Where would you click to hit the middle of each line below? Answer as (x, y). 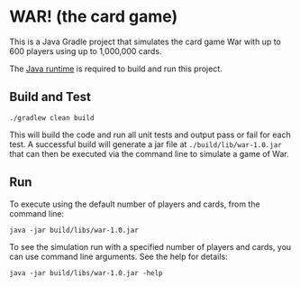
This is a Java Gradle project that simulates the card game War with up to (145, 42)
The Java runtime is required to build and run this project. (116, 69)
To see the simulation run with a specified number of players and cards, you (150, 246)
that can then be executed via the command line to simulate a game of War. (150, 153)
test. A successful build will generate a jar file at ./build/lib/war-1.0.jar (145, 144)
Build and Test (50, 97)
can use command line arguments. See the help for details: (118, 256)
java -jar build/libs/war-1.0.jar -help (86, 273)
